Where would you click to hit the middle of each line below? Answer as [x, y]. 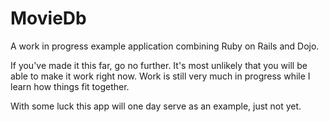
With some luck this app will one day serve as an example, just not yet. [156, 106]
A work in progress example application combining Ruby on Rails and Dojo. [165, 46]
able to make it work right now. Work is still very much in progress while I [160, 76]
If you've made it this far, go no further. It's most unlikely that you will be [159, 65]
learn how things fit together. [70, 86]
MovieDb [48, 18]
